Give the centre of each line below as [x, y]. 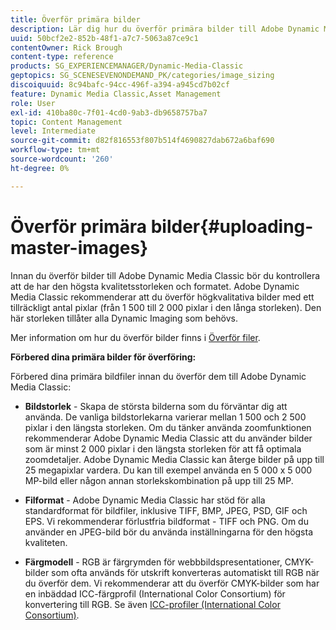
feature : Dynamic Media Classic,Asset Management [116, 94]
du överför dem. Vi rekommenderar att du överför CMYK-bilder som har [172, 583]
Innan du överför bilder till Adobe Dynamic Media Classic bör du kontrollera [165, 275]
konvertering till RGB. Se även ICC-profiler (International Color [152, 604]
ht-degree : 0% [40, 168]
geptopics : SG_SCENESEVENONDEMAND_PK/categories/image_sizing [142, 76]
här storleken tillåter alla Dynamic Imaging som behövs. [124, 318]
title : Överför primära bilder [75, 19]
